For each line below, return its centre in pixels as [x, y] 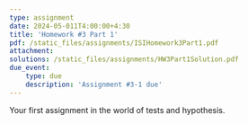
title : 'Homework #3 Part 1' [64, 34]
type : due [44, 76]
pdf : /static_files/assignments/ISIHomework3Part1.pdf [114, 43]
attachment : [31, 51]
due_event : [30, 68]
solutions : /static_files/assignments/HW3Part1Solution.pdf [124, 59]
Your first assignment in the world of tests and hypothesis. [117, 110]
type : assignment [42, 18]
